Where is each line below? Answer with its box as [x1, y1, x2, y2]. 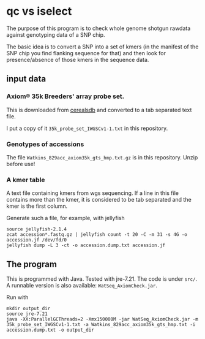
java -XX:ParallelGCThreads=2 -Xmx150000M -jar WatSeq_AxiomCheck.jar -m [6, 316, 199, 322]
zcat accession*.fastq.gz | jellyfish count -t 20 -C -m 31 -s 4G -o [6, 232, 188, 238]
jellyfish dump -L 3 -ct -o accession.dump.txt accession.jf [6, 242, 166, 249]
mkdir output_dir [6, 305, 51, 312]
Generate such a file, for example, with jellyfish [6, 215, 125, 222]
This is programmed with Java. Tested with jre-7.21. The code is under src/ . [6, 275, 198, 283]
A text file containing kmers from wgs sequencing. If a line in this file [6, 189, 179, 197]
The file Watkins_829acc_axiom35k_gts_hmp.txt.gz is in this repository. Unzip [6, 153, 198, 161]
